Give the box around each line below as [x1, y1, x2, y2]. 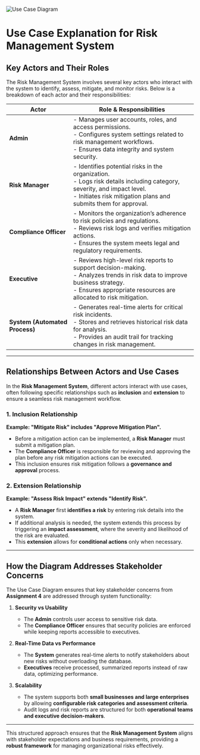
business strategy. [73, 279, 125, 286]
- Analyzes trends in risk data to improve [73, 271, 187, 279]
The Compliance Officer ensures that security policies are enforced [23, 622, 191, 629]
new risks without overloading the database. [23, 658, 133, 665]
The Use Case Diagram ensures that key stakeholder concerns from [6, 586, 173, 594]
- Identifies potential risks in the [73, 163, 162, 170]
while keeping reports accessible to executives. [23, 628, 140, 635]
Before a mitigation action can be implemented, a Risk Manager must [14, 435, 186, 442]
